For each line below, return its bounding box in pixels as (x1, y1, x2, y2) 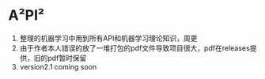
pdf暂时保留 (47, 53, 87, 62)
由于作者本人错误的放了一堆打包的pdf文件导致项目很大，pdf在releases (19, 43, 251, 53)
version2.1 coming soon (19, 62, 97, 71)
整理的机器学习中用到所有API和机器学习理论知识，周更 (19, 33, 198, 43)
